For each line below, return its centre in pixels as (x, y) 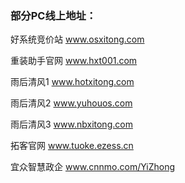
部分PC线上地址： (53, 15)
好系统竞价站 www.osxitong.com (77, 39)
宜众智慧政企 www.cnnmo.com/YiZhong (93, 167)
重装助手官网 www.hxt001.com (74, 61)
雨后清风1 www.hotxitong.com (72, 82)
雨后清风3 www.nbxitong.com (71, 124)
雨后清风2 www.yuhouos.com (71, 103)
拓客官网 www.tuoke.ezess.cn (72, 146)
